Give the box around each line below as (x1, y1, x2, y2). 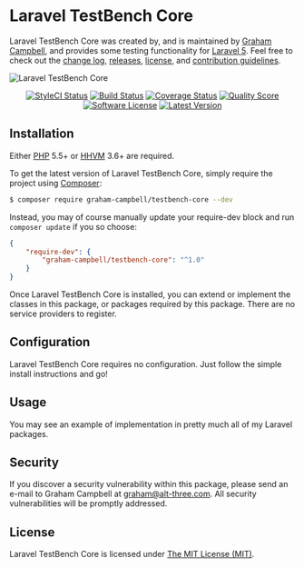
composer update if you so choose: (9, 221, 138, 232)
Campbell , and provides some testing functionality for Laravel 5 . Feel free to (9, 45, 293, 55)
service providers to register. (9, 308, 118, 319)
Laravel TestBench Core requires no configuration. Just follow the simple (9, 358, 282, 369)
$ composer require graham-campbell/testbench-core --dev (9, 194, 233, 204)
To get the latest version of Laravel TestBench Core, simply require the (9, 167, 274, 178)
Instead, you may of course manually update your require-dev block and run (9, 211, 295, 223)
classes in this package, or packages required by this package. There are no (9, 299, 296, 309)
